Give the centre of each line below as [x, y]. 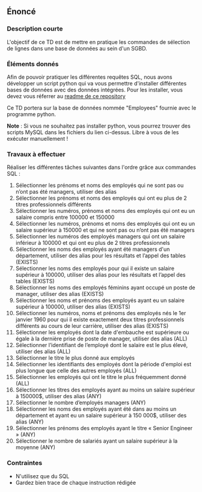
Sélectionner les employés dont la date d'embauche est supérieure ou [102, 333]
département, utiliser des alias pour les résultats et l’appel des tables [100, 256]
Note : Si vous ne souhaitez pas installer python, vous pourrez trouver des [99, 126]
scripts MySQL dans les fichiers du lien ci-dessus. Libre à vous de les [93, 132]
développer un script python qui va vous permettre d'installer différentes [97, 83]
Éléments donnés [33, 64]
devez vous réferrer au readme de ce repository [66, 96]
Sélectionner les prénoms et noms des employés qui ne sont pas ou [99, 185]
